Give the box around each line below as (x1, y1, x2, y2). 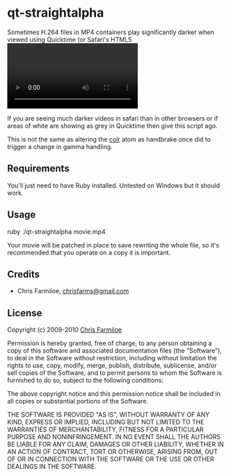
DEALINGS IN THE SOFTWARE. (7, 462, 97, 471)
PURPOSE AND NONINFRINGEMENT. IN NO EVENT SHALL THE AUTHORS (7, 433, 221, 441)
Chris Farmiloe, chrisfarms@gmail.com (17, 287, 129, 295)
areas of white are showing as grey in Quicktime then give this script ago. (7, 121, 218, 130)
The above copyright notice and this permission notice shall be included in (7, 390, 221, 398)
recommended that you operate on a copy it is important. (7, 248, 171, 256)
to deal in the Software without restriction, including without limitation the (7, 354, 217, 362)
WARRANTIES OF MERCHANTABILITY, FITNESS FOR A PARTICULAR (7, 425, 204, 433)
